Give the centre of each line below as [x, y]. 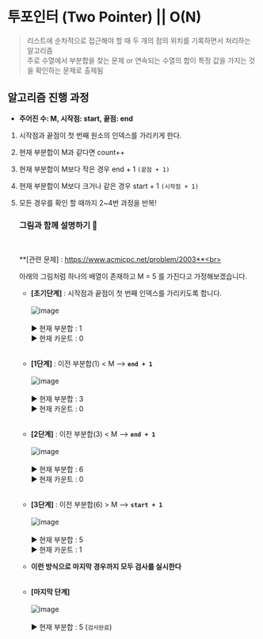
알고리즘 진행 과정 [48, 98]
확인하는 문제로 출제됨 [69, 70]
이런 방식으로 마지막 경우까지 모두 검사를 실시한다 [106, 567]
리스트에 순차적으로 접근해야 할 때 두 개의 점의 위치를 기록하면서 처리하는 [139, 40]
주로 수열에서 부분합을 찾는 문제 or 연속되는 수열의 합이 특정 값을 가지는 [137, 60]
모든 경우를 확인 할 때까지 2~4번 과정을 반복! [88, 202]
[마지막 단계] [50, 592]
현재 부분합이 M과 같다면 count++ [72, 152]
